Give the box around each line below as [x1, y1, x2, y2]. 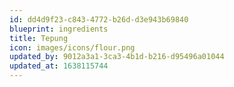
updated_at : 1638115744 [9, 61, 109, 71]
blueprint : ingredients [9, 24, 109, 34]
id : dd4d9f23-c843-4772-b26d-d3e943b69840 [9, 14, 189, 25]
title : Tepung [9, 33, 69, 43]
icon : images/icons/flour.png [9, 42, 136, 53]
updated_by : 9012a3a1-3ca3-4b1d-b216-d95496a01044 [9, 52, 225, 62]
